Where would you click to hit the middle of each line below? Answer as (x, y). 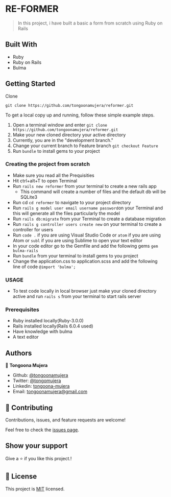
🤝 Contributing (29, 407)
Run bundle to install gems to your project (56, 151)
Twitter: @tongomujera (37, 381)
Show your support (36, 446)
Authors (19, 353)
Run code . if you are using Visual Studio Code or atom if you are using (87, 235)
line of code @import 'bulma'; (44, 267)
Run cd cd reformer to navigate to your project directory (72, 202)
